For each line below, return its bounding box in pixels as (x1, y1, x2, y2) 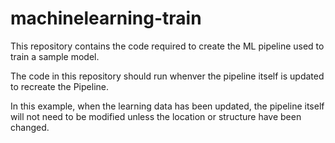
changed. (10, 121, 50, 133)
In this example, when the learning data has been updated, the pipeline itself (10, 100, 325, 112)
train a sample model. (10, 50, 100, 62)
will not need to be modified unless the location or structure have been (10, 110, 302, 122)
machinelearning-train (10, 7, 202, 30)
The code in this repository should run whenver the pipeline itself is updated (10, 70, 325, 82)
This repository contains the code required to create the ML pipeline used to (10, 40, 325, 52)
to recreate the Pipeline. (10, 80, 109, 92)
